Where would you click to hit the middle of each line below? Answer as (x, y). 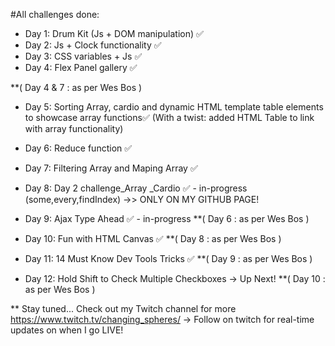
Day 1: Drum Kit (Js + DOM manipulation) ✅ (114, 33)
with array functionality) (74, 128)
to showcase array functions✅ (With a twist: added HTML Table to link (169, 117)
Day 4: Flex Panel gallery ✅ (81, 67)
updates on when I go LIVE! (67, 330)
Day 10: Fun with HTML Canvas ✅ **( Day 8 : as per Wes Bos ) (153, 238)
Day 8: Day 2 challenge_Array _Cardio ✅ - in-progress (136, 188)
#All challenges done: (55, 14)
